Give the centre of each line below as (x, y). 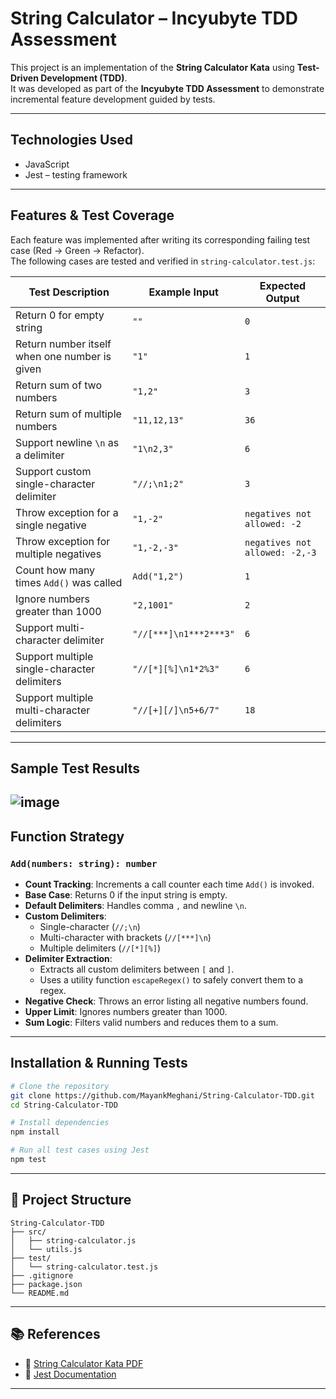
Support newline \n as (67, 442)
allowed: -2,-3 (280, 552)
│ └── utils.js (46, 1249)
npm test (28, 1160)
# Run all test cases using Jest (80, 1150)
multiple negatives (58, 554)
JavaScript (47, 164)
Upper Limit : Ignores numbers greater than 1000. (126, 1012)
